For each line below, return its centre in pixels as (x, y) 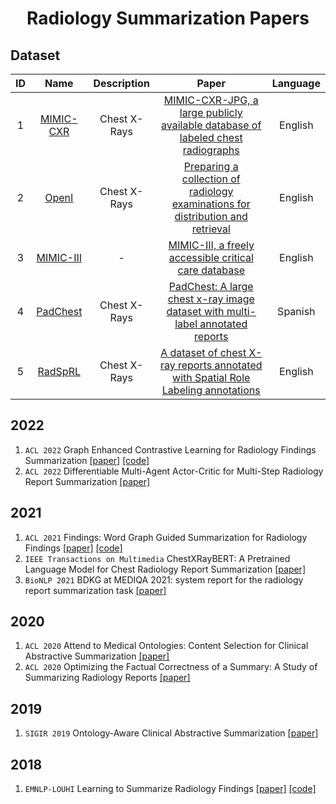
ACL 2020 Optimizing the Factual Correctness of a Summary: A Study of (171, 667)
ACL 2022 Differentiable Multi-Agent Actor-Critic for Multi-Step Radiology (174, 471)
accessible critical (211, 257)
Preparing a (211, 166)
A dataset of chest (203, 352)
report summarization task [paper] (95, 590)
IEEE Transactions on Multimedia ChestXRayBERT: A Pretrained (157, 558)
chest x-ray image (211, 299)
